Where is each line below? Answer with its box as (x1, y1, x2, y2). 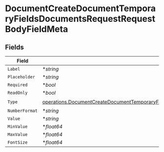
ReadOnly (7, 90, 28, 95)
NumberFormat (7, 108, 38, 114)
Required (7, 82, 28, 88)
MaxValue (7, 132, 28, 137)
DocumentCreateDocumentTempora (5, 3, 156, 14)
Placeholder (7, 74, 36, 79)
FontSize (7, 140, 28, 145)
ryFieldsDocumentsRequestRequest (5, 13, 155, 24)
